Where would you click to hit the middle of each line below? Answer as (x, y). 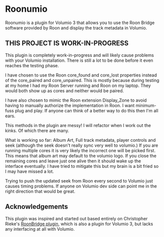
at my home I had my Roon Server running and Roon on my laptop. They (78, 85)
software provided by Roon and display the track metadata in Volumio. (76, 27)
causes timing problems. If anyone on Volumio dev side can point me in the (81, 186)
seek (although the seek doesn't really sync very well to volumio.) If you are (82, 145)
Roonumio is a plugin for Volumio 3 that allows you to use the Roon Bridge (80, 23)
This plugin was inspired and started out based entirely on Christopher (77, 218)
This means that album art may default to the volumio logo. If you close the (81, 156)
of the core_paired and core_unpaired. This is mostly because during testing (82, 80)
